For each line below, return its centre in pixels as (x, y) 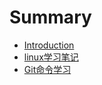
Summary (50, 17)
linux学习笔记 (51, 57)
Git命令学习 (47, 69)
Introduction (49, 45)
